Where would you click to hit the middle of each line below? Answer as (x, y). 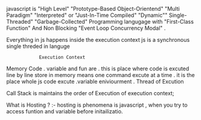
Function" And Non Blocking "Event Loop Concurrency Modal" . (86, 28)
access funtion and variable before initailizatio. (65, 111)
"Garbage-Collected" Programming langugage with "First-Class (114, 22)
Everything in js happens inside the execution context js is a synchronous (98, 40)
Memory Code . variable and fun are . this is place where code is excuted (98, 68)
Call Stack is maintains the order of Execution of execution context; (90, 93)
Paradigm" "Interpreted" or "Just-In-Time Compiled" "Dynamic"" (87, 15)
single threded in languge (38, 46)
